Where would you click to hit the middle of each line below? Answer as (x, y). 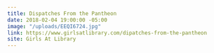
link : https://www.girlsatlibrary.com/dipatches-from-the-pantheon (107, 33)
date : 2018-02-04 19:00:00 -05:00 (58, 20)
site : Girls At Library (42, 39)
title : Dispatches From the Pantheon (62, 13)
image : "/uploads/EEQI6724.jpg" (54, 26)
